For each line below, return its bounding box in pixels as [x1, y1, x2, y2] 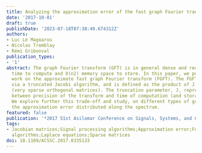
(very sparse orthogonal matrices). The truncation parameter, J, [11, 87, 182, 93]
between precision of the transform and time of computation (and [11, 93, 182, 99]
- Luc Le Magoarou [6, 37, 52, 43]
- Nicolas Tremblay [6, 43, 55, 49]
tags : [6, 121, 20, 127]
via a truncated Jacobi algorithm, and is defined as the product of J [11, 82, 195, 88]
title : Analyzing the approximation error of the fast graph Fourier [6, 8, 185, 15]
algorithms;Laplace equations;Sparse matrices [11, 132, 130, 139]
